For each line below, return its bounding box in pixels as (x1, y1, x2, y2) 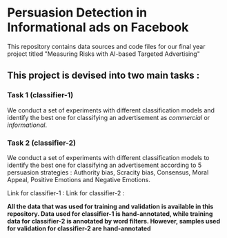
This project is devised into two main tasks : (7, 70, 200, 81)
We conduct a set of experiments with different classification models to (7, 153, 210, 161)
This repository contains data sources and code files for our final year (7, 42, 206, 50)
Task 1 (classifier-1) (7, 90, 74, 100)
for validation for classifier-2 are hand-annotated (7, 224, 151, 232)
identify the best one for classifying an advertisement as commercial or (7, 113, 210, 121)
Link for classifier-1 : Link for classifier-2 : (7, 188, 125, 197)
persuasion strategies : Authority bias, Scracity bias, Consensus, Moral (7, 168, 209, 177)
